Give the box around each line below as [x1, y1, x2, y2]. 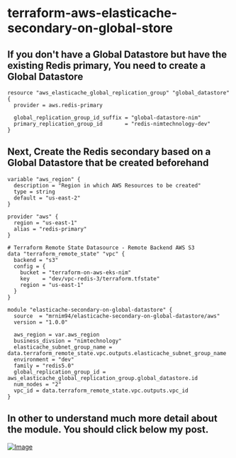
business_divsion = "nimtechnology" [13, 337, 122, 344]
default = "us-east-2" [13, 194, 81, 202]
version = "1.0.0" [13, 318, 69, 326]
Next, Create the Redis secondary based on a [7, 146, 211, 158]
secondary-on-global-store [7, 20, 174, 36]
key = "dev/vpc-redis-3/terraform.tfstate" [20, 275, 160, 282]
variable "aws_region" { [7, 175, 81, 182]
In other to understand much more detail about [7, 413, 218, 425]
